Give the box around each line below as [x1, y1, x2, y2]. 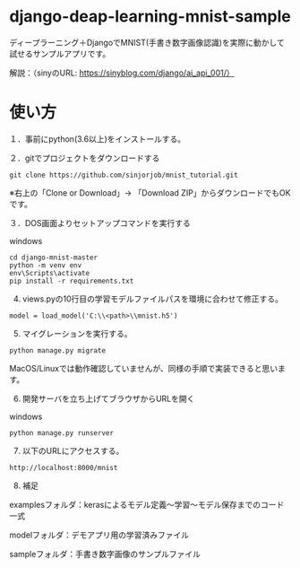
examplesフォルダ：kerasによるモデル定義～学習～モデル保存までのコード [9, 499, 285, 510]
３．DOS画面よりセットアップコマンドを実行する [9, 217, 191, 228]
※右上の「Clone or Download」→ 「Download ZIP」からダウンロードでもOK [9, 187, 291, 198]
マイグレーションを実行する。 [21, 328, 133, 338]
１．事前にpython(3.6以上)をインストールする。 [9, 133, 186, 144]
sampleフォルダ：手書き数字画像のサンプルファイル [9, 548, 201, 559]
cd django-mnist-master [9, 253, 99, 262]
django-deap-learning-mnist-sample [9, 6, 291, 27]
